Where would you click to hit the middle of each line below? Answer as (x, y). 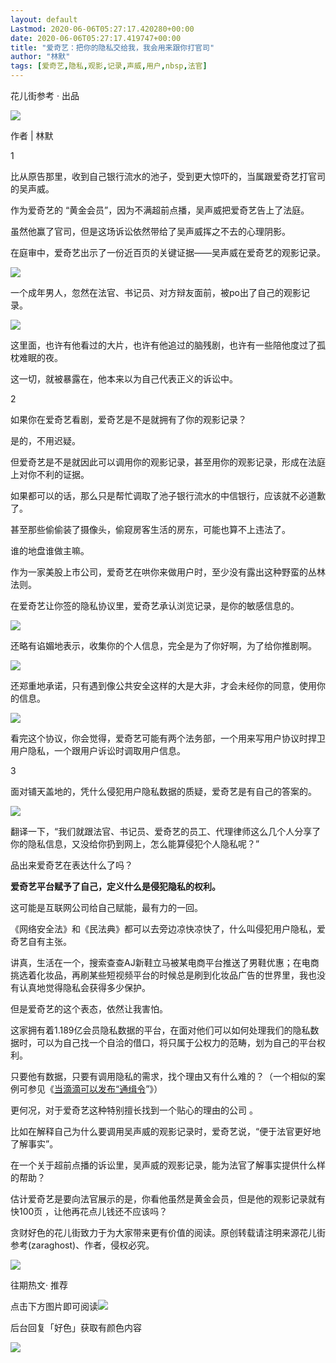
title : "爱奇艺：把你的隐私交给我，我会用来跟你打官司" (112, 47)
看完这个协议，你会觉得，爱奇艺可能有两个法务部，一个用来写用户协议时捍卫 (168, 738)
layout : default (44, 19)
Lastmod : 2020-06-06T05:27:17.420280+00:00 (102, 29)
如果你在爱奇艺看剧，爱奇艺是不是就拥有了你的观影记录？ (128, 419)
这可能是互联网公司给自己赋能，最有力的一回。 (106, 907)
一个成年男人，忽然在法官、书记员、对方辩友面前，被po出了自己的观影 (156, 292)
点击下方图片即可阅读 (54, 1306)
